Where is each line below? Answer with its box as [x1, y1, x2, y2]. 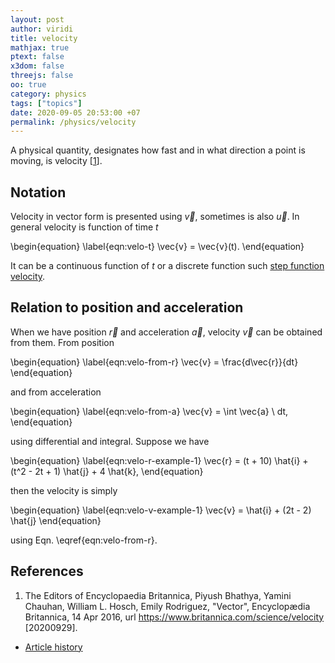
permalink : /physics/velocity [10, 117, 137, 127]
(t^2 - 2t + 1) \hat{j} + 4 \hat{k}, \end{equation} [10, 465, 204, 477]
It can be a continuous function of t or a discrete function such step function [10, 260, 325, 272]
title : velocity [10, 33, 78, 43]
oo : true [10, 80, 47, 90]
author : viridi [10, 24, 74, 34]
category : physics [10, 89, 87, 99]
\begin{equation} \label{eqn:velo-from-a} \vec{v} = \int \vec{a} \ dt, [10, 405, 289, 417]
